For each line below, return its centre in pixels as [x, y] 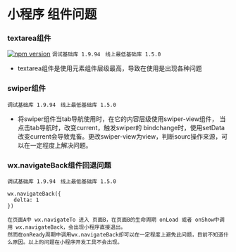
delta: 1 [26, 200]
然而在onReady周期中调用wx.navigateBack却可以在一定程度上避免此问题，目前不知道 [116, 235]
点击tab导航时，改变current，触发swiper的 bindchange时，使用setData [121, 127]
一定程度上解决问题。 [61, 145]
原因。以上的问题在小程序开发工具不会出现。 [68, 242]
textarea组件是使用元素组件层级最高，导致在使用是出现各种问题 [110, 68]
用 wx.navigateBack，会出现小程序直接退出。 [67, 227]
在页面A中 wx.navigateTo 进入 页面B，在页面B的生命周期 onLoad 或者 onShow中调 [116, 220]
